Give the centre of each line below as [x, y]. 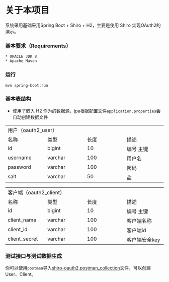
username [20, 158]
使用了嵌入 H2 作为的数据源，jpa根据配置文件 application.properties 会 [87, 111]
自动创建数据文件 [30, 117]
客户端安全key [143, 240]
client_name [22, 220]
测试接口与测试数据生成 [33, 256]
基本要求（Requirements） [38, 46]
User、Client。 [21, 274]
